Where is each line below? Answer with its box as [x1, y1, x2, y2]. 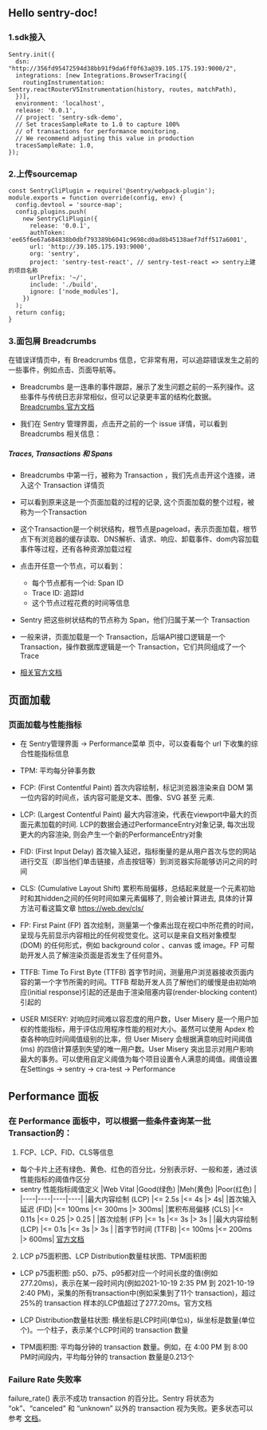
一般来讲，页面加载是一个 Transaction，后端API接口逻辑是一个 [19, 632, 226, 642]
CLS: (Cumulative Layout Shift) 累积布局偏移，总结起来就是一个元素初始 [19, 883, 256, 893]
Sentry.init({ [8, 50, 56, 58]
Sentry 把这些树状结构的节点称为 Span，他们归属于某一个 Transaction [19, 615, 250, 625]
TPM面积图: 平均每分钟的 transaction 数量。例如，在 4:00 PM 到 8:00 [19, 1341, 249, 1352]
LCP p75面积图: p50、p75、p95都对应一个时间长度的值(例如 [19, 1268, 218, 1277]
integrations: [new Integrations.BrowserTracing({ [15, 71, 187, 79]
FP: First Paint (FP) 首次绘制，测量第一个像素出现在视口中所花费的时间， [19, 920, 258, 929]
